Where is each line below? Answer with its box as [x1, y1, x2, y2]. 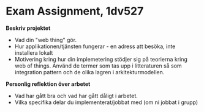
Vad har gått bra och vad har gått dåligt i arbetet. [14, 92, 138, 99]
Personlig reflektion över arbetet [6, 80, 91, 88]
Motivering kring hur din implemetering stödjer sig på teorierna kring [14, 55, 188, 63]
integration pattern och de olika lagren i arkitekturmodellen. [14, 68, 165, 75]
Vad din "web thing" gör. [14, 36, 77, 43]
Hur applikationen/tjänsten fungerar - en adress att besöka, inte [14, 43, 176, 50]
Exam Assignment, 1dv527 [6, 4, 144, 18]
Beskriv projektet [6, 24, 51, 32]
